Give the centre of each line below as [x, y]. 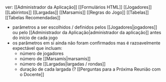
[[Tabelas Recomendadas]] [33, 18]
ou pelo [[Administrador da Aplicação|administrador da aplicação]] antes [87, 32]
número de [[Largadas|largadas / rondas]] [62, 64]
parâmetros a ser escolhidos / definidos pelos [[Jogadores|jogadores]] [85, 27]
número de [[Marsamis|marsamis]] [55, 59]
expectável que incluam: [37, 48]
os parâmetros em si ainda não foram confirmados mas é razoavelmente [86, 43]
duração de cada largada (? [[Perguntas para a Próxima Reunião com [90, 69]
